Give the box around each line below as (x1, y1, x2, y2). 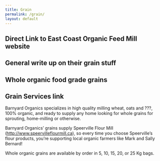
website (5, 42, 30, 51)
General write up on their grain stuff (5, 59, 116, 67)
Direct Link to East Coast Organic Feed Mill (5, 34, 137, 43)
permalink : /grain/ (5, 12, 45, 17)
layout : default (5, 16, 38, 21)
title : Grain (5, 7, 32, 12)
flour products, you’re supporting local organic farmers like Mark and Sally (5, 135, 155, 141)
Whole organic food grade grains (5, 76, 108, 84)
